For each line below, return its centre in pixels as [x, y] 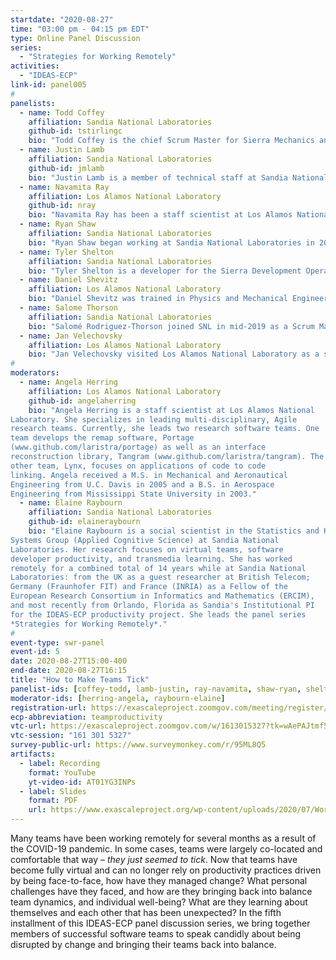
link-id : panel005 [48, 85]
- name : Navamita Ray [64, 187]
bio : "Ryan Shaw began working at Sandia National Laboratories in [171, 242]
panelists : [33, 103]
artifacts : [33, 754]
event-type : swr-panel [57, 642]
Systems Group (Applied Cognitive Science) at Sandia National [145, 540]
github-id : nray [62, 206]
